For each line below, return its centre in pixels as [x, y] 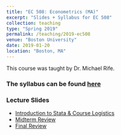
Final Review [31, 126]
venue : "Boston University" [42, 40]
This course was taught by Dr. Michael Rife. [60, 68]
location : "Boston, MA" [36, 51]
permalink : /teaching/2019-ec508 [48, 34]
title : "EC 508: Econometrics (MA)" [52, 12]
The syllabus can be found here [54, 84]
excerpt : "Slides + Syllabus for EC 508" [59, 17]
